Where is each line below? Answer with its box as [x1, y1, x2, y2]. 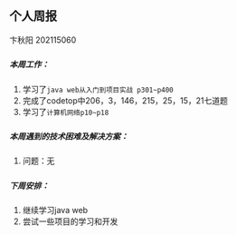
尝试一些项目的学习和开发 [22, 216, 118, 227]
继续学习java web [22, 205, 89, 216]
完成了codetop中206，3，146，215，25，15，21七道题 [22, 94, 229, 106]
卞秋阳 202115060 [9, 34, 77, 45]
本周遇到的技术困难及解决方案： [9, 131, 128, 142]
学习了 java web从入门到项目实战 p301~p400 [22, 83, 174, 94]
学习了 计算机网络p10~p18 [22, 106, 109, 117]
